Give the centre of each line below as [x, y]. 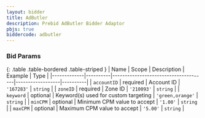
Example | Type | [28, 76]
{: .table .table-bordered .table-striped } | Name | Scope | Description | [95, 69]
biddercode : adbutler [34, 35]
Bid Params [24, 56]
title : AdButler [27, 18]
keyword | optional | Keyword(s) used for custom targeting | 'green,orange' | [102, 95]
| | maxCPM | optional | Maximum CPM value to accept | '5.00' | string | [95, 108]
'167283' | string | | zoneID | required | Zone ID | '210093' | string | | [93, 89]
